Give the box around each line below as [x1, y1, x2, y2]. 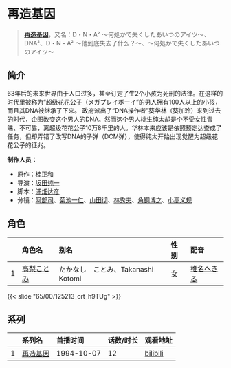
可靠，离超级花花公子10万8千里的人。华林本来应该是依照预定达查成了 [25, 123, 222, 131]
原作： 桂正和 [16, 170, 54, 178]
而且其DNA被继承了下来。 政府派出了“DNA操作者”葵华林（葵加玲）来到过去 [7, 106, 221, 114]
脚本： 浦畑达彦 [16, 187, 60, 195]
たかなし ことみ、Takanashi [58, 264, 154, 274]
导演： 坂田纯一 [16, 178, 60, 186]
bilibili [144, 349, 164, 358]
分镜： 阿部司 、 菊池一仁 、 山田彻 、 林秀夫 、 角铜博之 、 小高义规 [16, 195, 192, 204]
